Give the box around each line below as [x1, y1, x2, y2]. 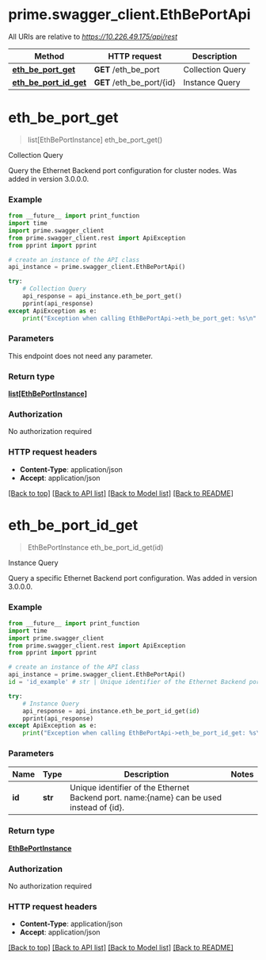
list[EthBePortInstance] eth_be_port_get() [27, 135, 163, 144]
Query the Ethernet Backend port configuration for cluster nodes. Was [8, 165, 237, 175]
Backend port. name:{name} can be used [70, 792, 222, 803]
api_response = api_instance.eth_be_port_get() [22, 292, 182, 301]
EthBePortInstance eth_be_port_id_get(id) [27, 542, 164, 552]
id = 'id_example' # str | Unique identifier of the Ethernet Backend [8, 678, 246, 686]
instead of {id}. [70, 801, 125, 812]
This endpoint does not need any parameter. [8, 351, 153, 360]
